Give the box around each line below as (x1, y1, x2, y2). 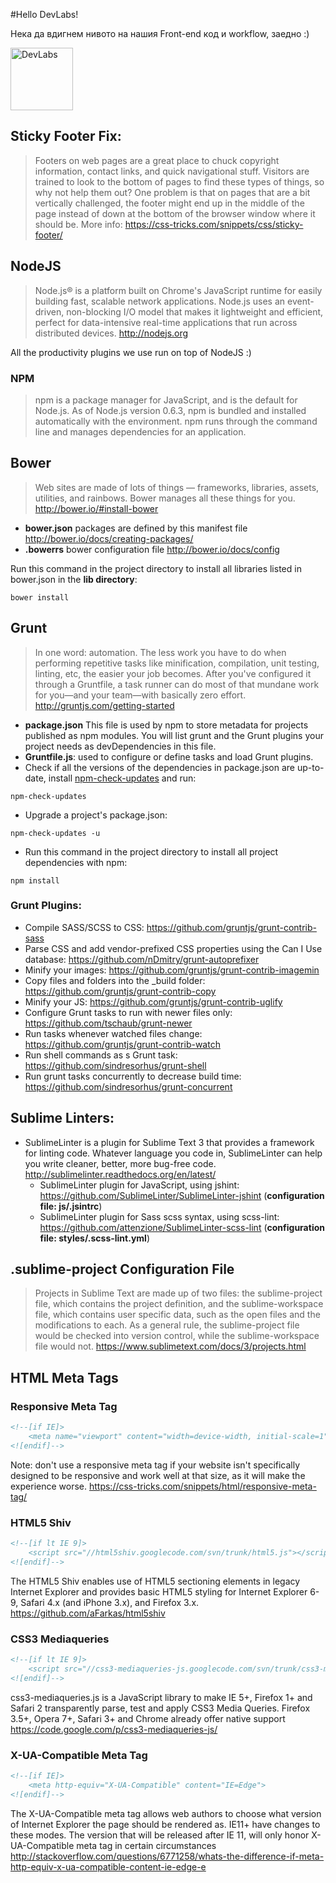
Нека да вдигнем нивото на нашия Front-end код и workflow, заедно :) (10, 28, 310, 39)
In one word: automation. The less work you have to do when (34, 646, 287, 658)
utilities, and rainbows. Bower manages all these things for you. (34, 492, 296, 504)
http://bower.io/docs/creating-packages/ (24, 532, 194, 544)
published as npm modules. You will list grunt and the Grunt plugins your (24, 729, 324, 741)
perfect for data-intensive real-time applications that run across (34, 316, 298, 328)
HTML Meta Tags (10, 1369, 119, 1386)
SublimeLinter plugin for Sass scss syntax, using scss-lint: (39, 1210, 280, 1223)
